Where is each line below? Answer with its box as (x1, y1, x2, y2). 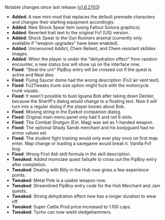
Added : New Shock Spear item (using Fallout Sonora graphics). (11, 24, 141, 30)
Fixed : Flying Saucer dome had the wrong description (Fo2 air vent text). (11, 77, 160, 83)
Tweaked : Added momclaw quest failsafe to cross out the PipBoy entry (11, 156, 157, 162)
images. (11, 51, 28, 57)
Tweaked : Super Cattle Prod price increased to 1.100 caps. (11, 204, 131, 210)
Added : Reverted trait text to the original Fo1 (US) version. (11, 30, 129, 35)
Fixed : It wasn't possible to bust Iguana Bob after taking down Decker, (11, 93, 155, 99)
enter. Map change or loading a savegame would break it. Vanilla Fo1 (11, 141, 152, 146)
